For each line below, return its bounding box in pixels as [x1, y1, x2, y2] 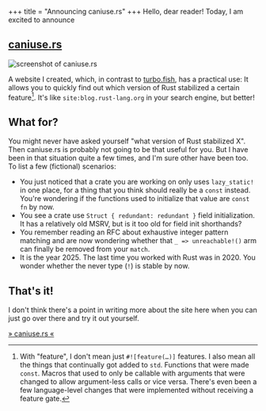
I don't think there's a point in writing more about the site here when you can [8, 305, 257, 315]
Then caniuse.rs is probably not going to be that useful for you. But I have [8, 145, 249, 154]
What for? [8, 115, 59, 129]
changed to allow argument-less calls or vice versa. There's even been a [19, 377, 257, 386]
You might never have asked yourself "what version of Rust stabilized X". [8, 136, 246, 146]
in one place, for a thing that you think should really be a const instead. [19, 185, 251, 195]
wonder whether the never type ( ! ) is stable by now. [19, 261, 190, 271]
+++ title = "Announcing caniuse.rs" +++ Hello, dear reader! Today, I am [8, 7, 244, 16]
